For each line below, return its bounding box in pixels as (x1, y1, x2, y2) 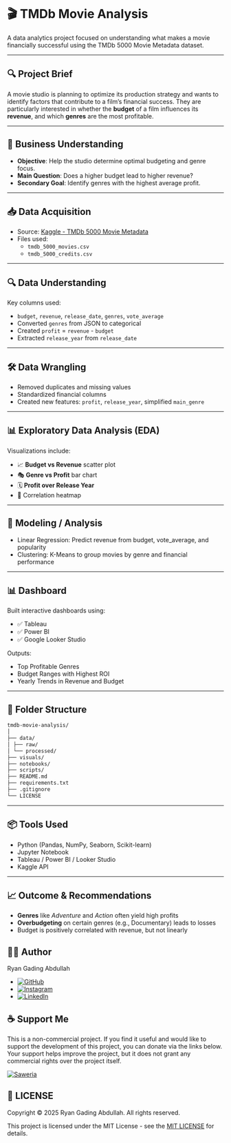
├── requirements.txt (7, 780, 69, 787)
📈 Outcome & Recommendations (7, 889, 152, 901)
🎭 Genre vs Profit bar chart (16, 471, 98, 479)
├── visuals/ (7, 754, 45, 761)
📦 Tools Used (7, 818, 69, 831)
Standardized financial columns (16, 391, 107, 398)
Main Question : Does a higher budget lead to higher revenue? (16, 171, 194, 180)
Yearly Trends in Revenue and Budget (16, 677, 124, 686)
